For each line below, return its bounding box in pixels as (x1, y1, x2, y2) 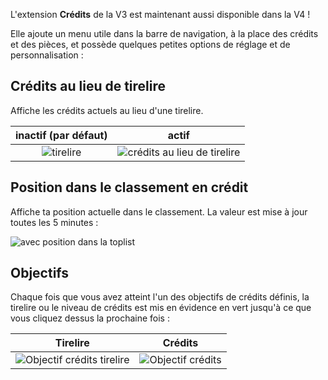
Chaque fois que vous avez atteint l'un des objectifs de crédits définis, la (10, 291, 310, 303)
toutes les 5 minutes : (10, 216, 99, 228)
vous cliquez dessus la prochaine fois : (10, 312, 170, 324)
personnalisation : (10, 49, 84, 61)
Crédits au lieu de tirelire (10, 78, 167, 95)
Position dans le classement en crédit (10, 179, 249, 196)
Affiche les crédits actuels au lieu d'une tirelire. (10, 104, 204, 116)
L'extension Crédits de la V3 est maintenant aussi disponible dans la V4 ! (10, 9, 311, 20)
